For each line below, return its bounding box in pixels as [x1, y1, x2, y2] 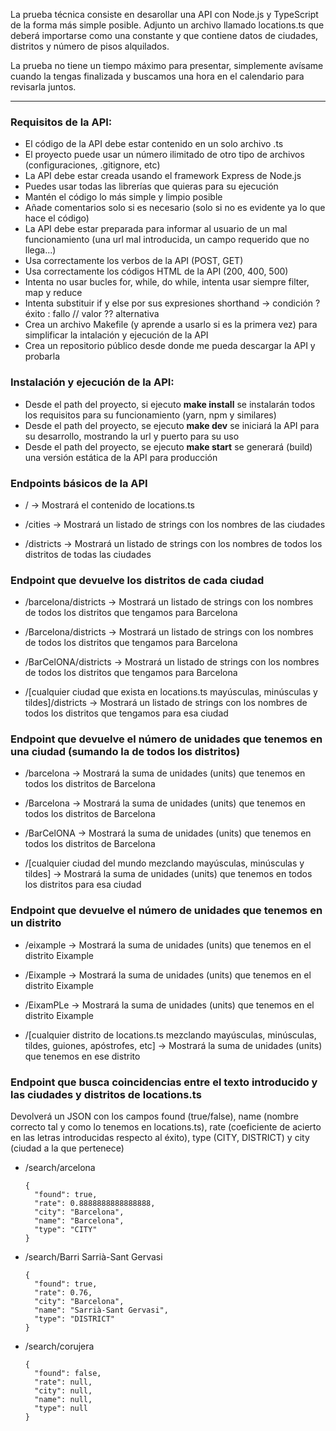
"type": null [34, 1404, 89, 1414]
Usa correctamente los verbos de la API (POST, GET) [24, 255, 244, 267]
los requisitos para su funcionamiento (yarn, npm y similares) [24, 409, 277, 421]
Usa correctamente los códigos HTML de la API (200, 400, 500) [24, 265, 289, 278]
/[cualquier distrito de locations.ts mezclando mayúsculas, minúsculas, [24, 1029, 317, 1041]
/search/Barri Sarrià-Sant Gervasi [24, 1251, 163, 1263]
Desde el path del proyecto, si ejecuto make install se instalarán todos [24, 398, 316, 410]
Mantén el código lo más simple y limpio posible [24, 191, 223, 203]
